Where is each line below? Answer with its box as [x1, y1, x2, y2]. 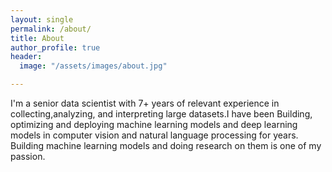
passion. [10, 151, 46, 162]
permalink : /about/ [10, 24, 92, 34]
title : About [10, 33, 65, 43]
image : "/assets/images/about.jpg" [19, 61, 168, 71]
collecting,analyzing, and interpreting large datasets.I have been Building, [10, 108, 313, 120]
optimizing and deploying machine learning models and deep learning [10, 119, 298, 130]
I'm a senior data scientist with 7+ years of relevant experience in [10, 97, 280, 109]
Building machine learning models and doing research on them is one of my [10, 140, 322, 151]
